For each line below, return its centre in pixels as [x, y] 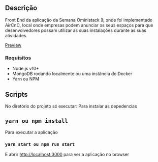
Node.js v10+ [26, 69]
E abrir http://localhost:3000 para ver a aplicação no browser [67, 155]
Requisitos [18, 57]
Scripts [16, 94]
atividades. [16, 35]
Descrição [21, 8]
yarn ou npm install [37, 121]
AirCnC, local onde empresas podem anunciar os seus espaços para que [79, 25]
